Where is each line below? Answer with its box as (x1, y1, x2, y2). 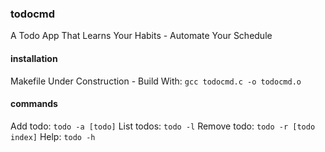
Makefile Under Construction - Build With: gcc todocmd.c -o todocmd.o (10, 75, 302, 87)
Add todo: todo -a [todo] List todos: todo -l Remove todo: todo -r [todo (10, 120, 316, 132)
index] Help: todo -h (10, 130, 96, 142)
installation (10, 52, 58, 64)
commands (10, 98, 58, 110)
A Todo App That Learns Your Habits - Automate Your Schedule (10, 30, 273, 42)
